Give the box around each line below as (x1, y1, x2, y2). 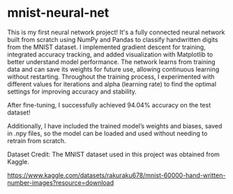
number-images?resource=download (7, 178, 114, 186)
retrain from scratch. (7, 136, 66, 144)
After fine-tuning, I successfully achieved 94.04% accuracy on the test (7, 100, 211, 109)
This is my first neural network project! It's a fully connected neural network (7, 28, 225, 36)
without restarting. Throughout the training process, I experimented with (7, 72, 215, 81)
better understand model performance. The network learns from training (7, 57, 216, 66)
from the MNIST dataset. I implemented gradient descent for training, (7, 43, 206, 51)
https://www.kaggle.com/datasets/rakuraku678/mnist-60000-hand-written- (7, 171, 226, 179)
